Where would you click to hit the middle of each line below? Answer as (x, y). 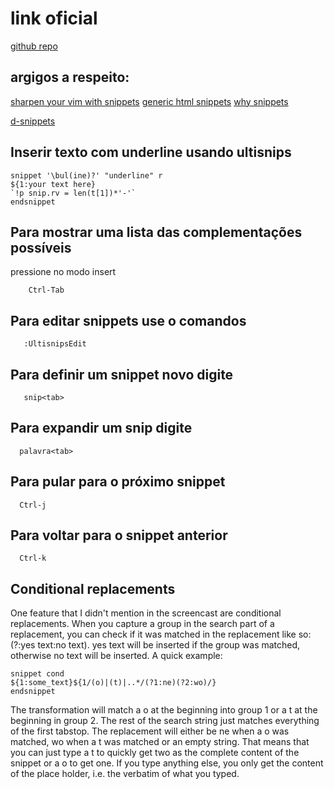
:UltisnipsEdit (55, 344)
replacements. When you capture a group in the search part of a (142, 624)
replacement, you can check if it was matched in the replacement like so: (161, 634)
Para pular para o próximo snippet (118, 482)
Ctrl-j (33, 505)
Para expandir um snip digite (101, 428)
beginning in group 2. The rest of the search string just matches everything (165, 721)
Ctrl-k (33, 558)
